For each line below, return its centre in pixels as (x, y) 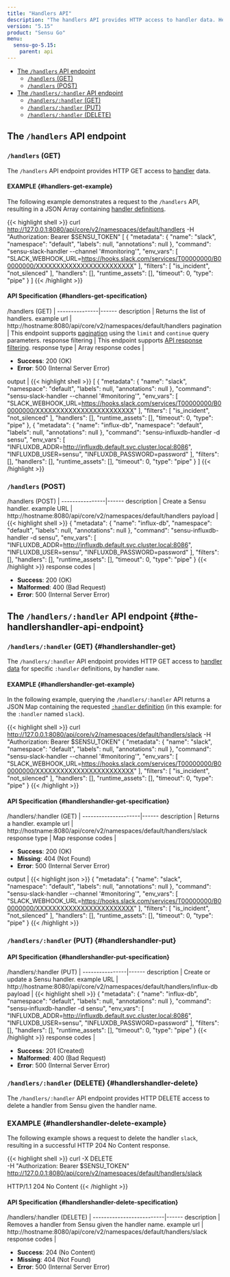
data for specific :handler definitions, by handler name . (84, 668)
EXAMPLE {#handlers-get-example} (60, 186)
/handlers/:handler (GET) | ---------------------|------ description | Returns (113, 816)
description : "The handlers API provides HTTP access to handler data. (111, 20)
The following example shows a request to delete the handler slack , (103, 1138)
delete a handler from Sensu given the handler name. (82, 1105)
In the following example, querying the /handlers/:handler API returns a (108, 700)
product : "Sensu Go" (37, 33)
